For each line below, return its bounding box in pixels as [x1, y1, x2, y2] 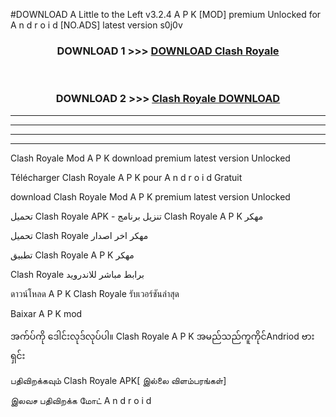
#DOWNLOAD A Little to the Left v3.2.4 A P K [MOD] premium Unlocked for [10, 9, 322, 20]
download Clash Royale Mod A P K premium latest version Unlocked [10, 190, 291, 203]
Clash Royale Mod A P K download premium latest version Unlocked [10, 152, 291, 164]
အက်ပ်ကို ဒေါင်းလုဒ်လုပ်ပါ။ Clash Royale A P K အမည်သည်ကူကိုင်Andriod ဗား [10, 330, 315, 342]
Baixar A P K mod [10, 307, 83, 319]
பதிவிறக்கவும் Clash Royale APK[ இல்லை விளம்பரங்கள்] [10, 374, 227, 386]
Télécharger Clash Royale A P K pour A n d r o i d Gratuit [10, 171, 243, 183]
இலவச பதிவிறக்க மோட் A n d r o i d [10, 394, 152, 406]
